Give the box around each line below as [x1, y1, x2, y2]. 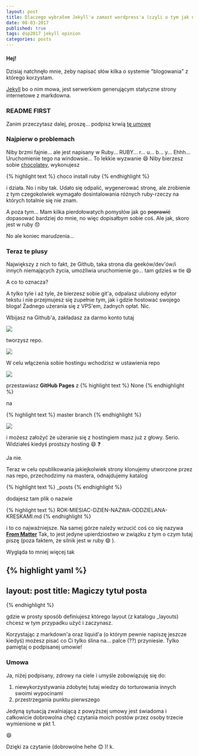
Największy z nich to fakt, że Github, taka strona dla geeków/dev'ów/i [6, 261, 176, 268]
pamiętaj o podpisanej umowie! [6, 643, 82, 650]
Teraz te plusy [6, 247, 48, 255]
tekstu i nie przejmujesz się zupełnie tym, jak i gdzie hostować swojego [6, 296, 181, 303]
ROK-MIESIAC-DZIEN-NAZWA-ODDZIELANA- [56, 507, 168, 514]
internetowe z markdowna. [6, 92, 72, 99]
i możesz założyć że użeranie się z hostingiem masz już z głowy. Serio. [6, 434, 180, 441]
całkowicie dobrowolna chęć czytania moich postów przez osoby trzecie [6, 713, 184, 721]
